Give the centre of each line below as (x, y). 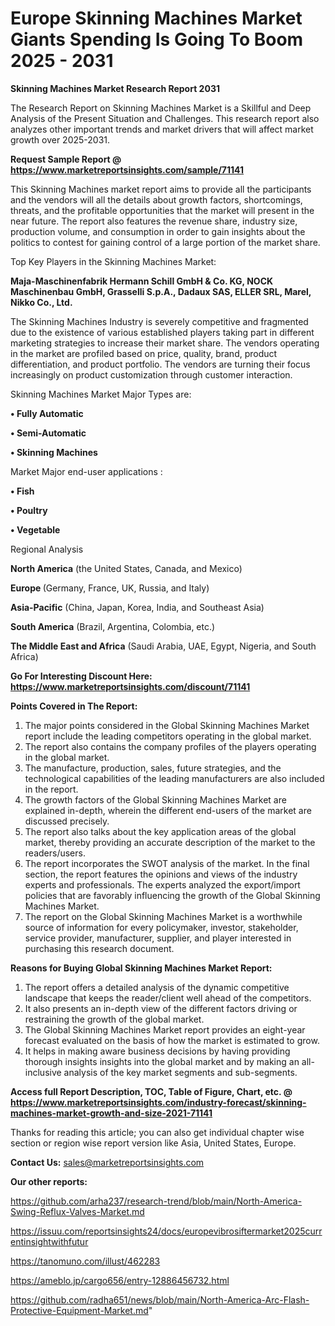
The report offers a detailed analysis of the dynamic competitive (157, 987)
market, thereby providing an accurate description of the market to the (170, 842)
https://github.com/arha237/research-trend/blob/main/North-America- (156, 1201)
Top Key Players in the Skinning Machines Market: (113, 261)
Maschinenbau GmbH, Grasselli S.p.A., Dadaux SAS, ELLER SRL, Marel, (161, 291)
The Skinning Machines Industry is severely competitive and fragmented (159, 321)
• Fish (22, 491)
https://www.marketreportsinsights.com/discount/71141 (130, 686)
